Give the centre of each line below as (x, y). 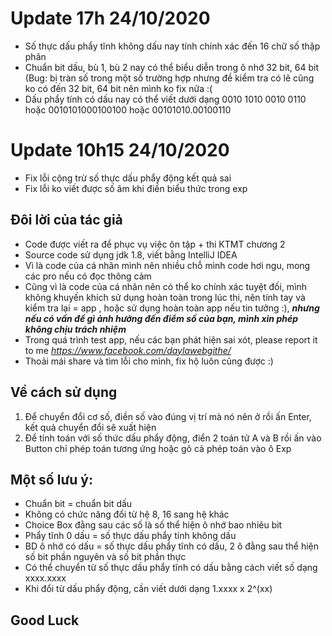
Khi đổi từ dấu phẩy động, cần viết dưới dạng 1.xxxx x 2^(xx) (148, 589)
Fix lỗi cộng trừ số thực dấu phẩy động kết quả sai (128, 178)
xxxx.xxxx (45, 578)
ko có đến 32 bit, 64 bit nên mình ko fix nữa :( (118, 88)
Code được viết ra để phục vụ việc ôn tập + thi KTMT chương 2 (155, 244)
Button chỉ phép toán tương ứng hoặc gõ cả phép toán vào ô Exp (158, 448)
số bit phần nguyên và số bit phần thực (105, 557)
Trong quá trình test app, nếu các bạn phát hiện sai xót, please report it (171, 339)
